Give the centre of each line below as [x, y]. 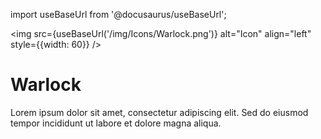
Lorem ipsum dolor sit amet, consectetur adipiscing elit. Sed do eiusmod [159, 112]
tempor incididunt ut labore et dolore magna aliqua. [116, 123]
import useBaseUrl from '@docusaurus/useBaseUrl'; [118, 14]
